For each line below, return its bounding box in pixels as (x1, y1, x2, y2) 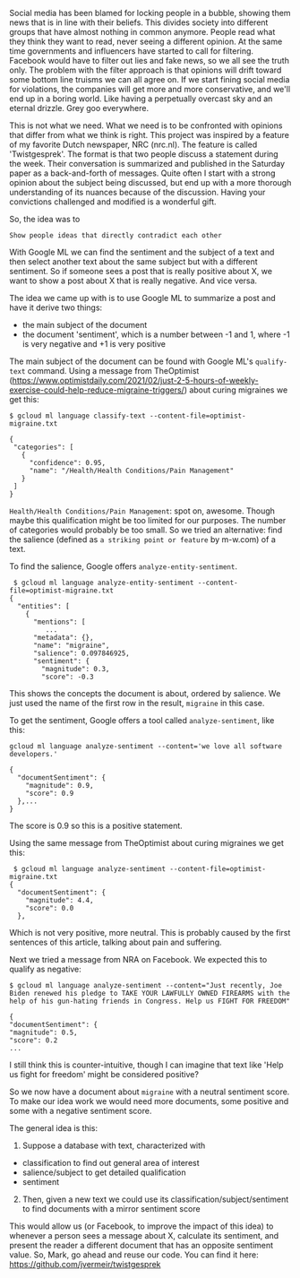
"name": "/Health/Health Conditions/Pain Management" (29, 466, 235, 475)
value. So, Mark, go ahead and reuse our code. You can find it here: (9, 1249, 259, 1260)
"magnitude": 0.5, (9, 1028, 78, 1037)
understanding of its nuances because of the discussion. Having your (9, 187, 266, 197)
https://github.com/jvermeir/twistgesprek (9, 1259, 161, 1269)
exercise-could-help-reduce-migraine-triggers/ (9, 384, 185, 395)
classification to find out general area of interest (21, 1158, 200, 1168)
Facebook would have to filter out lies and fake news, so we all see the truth (9, 56, 289, 65)
